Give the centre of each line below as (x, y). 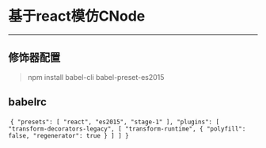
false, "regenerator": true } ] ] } (68, 135)
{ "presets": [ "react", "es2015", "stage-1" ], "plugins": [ (115, 122)
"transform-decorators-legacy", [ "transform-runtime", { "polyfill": (127, 129)
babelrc (28, 102)
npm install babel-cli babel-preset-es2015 (96, 77)
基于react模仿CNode (77, 16)
